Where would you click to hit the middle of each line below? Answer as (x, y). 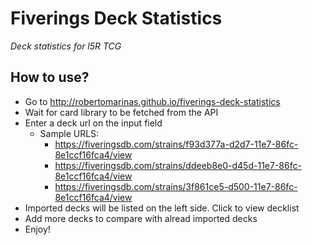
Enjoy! (37, 229)
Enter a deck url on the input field (93, 123)
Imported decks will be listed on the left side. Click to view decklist (162, 208)
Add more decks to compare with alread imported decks (141, 218)
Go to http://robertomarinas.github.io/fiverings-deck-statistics (152, 101)
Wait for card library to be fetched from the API (121, 112)
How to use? (50, 77)
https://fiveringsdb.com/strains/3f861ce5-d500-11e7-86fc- (176, 186)
